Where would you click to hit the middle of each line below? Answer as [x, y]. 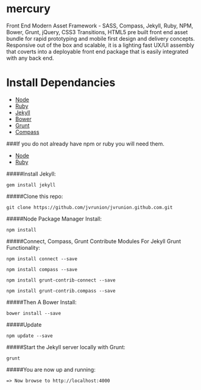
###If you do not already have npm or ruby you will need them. [85, 144]
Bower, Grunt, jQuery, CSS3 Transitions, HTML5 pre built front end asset [97, 32]
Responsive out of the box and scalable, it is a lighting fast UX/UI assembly [100, 45]
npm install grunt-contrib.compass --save [61, 291]
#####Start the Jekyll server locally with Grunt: [66, 347]
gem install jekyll [31, 185]
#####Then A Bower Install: [42, 302]
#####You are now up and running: [51, 369]
